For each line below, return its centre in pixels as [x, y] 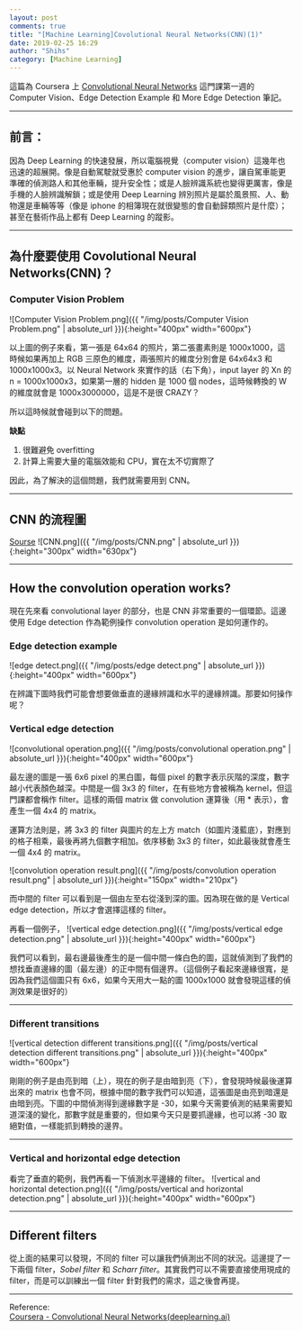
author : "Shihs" [40, 51]
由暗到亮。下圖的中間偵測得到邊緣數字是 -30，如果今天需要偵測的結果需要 [147, 1103]
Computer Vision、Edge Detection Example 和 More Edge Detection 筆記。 [148, 97]
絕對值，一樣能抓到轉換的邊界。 [68, 1126]
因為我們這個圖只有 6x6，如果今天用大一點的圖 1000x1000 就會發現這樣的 [146, 980]
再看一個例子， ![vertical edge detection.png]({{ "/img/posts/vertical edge [146, 928]
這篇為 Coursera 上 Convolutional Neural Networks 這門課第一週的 [132, 86]
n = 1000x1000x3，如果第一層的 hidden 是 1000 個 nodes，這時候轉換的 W [148, 381]
